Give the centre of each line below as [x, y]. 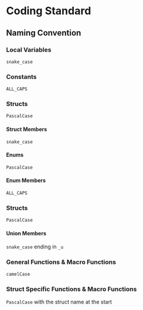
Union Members [26, 233]
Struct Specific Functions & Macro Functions [71, 289]
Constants [22, 76]
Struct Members [27, 129]
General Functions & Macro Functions [61, 262]
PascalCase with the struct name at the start [59, 302]
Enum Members [26, 180]
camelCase [18, 274]
